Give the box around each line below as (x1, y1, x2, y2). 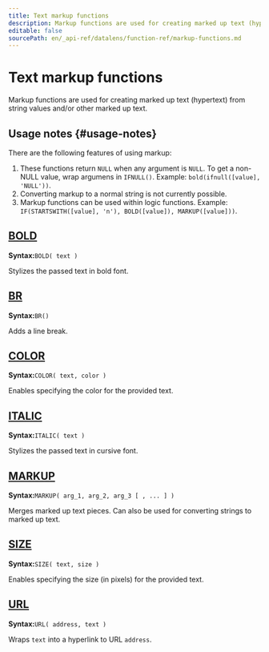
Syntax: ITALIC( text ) (8, 430, 86, 441)
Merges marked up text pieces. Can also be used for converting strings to (8, 506, 252, 516)
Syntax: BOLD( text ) (8, 250, 78, 260)
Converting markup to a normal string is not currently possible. (19, 189, 227, 199)
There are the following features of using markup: (8, 148, 172, 157)
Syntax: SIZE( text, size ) (8, 558, 100, 569)
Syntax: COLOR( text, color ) (8, 370, 106, 380)
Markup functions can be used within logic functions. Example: (19, 198, 228, 207)
